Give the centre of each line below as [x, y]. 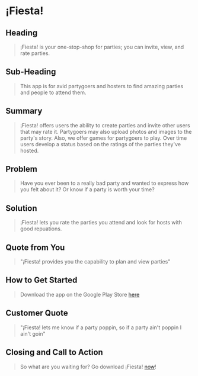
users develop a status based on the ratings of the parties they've [100, 144]
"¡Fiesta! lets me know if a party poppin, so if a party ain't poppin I [101, 327]
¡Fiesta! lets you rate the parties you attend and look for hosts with [101, 223]
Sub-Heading [31, 72]
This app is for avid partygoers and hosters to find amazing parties [102, 86]
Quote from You [35, 247]
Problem [22, 169]
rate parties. [35, 53]
